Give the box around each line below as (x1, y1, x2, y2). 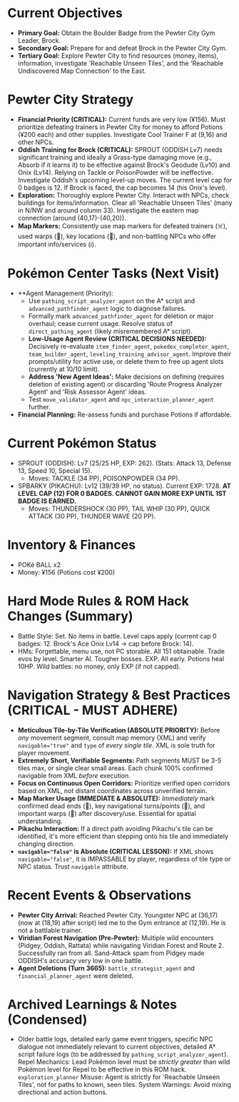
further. (28, 402, 51, 411)
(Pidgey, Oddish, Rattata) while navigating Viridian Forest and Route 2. (17, 941, 225, 949)
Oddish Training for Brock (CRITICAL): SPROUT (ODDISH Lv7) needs (17, 145, 223, 154)
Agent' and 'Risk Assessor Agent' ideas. (28, 387, 147, 396)
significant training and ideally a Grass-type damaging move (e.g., (17, 153, 213, 161)
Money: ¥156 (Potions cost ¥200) (17, 568, 116, 576)
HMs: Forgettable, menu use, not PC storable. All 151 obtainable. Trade (17, 647, 225, 655)
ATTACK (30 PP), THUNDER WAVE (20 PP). (28, 511, 156, 520)
